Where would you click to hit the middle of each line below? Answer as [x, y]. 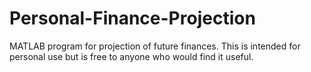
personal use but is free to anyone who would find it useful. [131, 56]
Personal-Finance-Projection [132, 18]
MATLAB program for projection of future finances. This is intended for [155, 46]
